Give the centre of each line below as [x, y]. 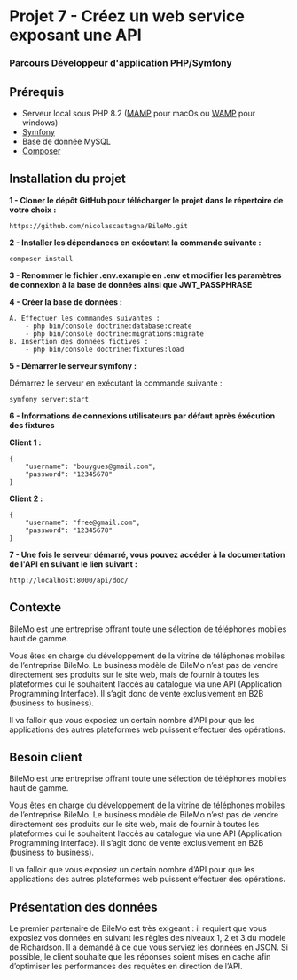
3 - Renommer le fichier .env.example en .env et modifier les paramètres [145, 275]
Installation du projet [67, 179]
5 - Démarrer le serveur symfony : [73, 365]
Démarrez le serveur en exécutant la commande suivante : [116, 383]
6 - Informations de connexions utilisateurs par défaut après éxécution [142, 416]
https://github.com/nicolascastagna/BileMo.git [99, 226]
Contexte [35, 607]
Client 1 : [25, 442]
